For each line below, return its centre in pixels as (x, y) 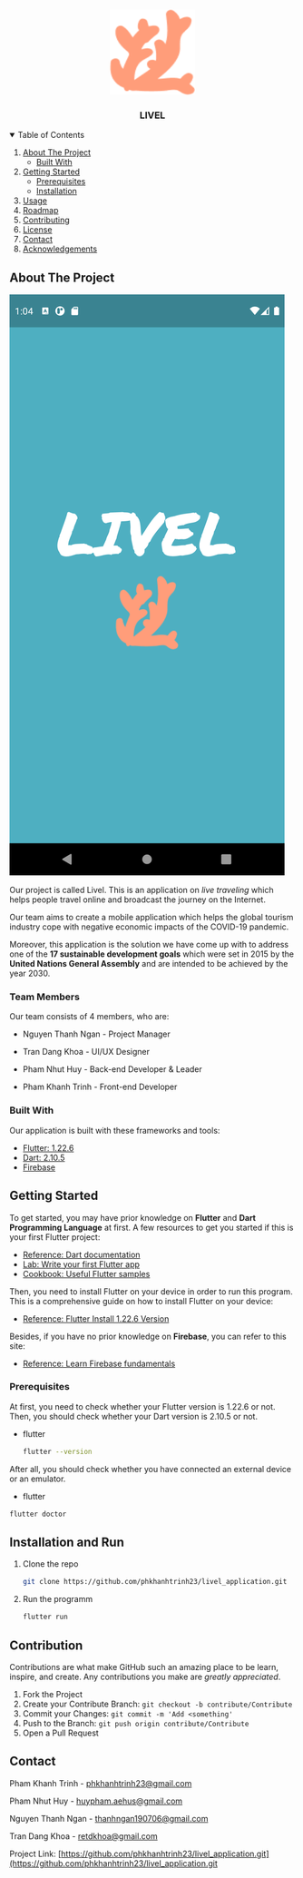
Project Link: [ (35, 1853)
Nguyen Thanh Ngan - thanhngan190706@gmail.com (109, 1818)
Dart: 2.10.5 (44, 1157)
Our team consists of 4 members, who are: (89, 1017)
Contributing (46, 220)
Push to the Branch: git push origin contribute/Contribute (136, 1723)
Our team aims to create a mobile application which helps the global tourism (151, 918)
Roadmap (40, 211)
